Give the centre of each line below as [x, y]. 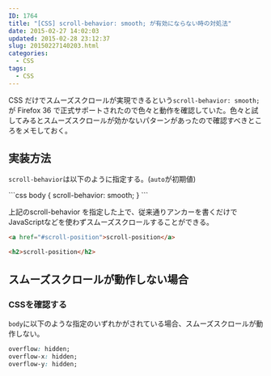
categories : [28, 53]
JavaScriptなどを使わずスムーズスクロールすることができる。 [111, 222]
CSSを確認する [38, 304]
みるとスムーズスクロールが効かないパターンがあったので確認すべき [135, 120]
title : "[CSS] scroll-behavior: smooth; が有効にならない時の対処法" [120, 23]
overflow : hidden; [39, 349]
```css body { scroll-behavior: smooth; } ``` [78, 196]
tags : [17, 69]
